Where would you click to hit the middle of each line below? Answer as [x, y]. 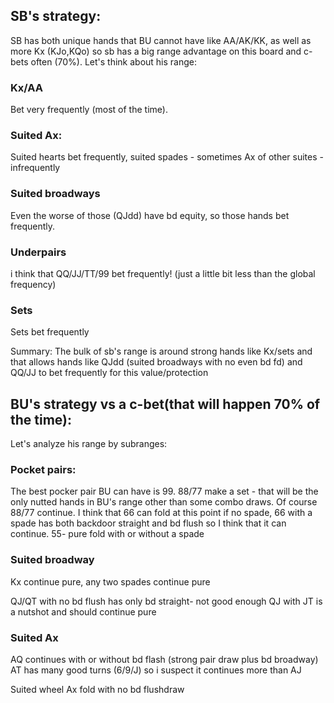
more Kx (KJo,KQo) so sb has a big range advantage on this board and [156, 51]
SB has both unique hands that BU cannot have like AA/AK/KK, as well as [161, 40]
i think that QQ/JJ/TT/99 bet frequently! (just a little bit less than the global [163, 273]
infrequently [35, 168]
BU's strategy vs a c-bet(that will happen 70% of [165, 404]
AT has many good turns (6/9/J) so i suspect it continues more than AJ [156, 670]
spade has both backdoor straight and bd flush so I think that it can [148, 523]
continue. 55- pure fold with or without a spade [107, 534]
